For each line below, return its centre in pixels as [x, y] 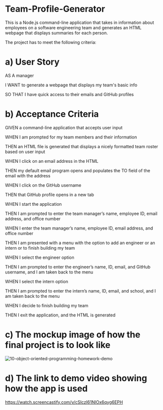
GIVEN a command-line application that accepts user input [64, 127]
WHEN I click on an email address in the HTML [52, 161]
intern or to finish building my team [40, 248]
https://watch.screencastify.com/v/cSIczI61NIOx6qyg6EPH [64, 402]
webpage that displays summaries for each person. [56, 33]
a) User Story [32, 62]
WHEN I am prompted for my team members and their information [71, 137]
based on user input [25, 152]
